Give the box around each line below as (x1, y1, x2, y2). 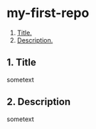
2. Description (6, 96, 71, 108)
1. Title (6, 57, 37, 69)
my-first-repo (6, 5, 90, 21)
